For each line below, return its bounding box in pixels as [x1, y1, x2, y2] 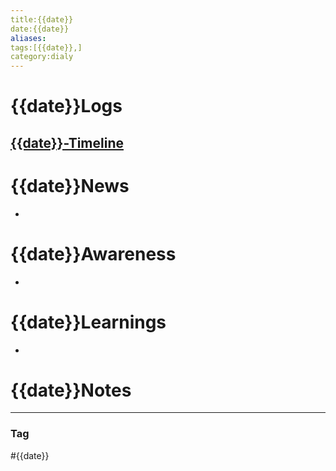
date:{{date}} [10, 24, 70, 34]
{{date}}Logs [10, 95, 123, 118]
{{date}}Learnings [10, 311, 167, 333]
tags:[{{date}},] [10, 42, 83, 53]
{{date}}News [10, 174, 130, 197]
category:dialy [10, 52, 74, 62]
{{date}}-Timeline [10, 134, 124, 151]
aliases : [10, 33, 47, 43]
